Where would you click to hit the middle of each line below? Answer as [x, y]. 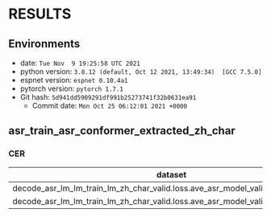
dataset [171, 174]
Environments [44, 44]
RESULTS [40, 14]
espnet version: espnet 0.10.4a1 [74, 80]
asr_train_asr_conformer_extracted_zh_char [122, 131]
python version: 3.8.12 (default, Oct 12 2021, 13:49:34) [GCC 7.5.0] [141, 72]
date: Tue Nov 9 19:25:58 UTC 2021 [80, 63]
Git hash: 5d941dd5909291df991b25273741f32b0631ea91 [108, 97]
